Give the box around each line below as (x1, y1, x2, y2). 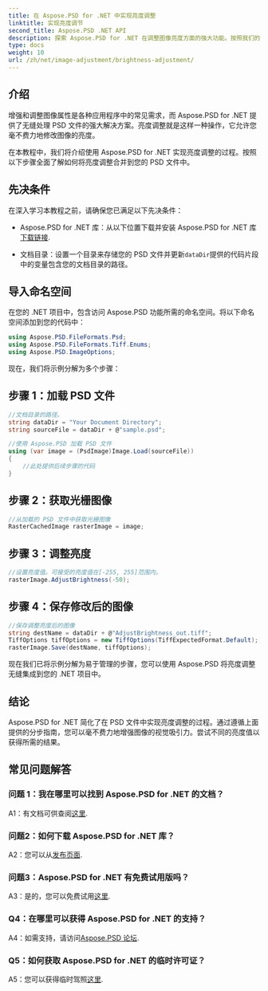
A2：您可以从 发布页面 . (8, 850, 83, 859)
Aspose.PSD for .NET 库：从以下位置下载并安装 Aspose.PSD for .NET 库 (19, 222, 257, 232)
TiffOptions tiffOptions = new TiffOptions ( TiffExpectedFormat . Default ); (8, 636, 259, 644)
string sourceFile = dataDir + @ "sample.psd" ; (8, 426, 166, 434)
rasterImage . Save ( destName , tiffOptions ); (8, 643, 152, 652)
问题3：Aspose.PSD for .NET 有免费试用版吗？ (8, 871, 190, 883)
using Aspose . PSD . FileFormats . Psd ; (8, 333, 127, 341)
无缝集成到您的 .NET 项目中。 (8, 669, 105, 678)
